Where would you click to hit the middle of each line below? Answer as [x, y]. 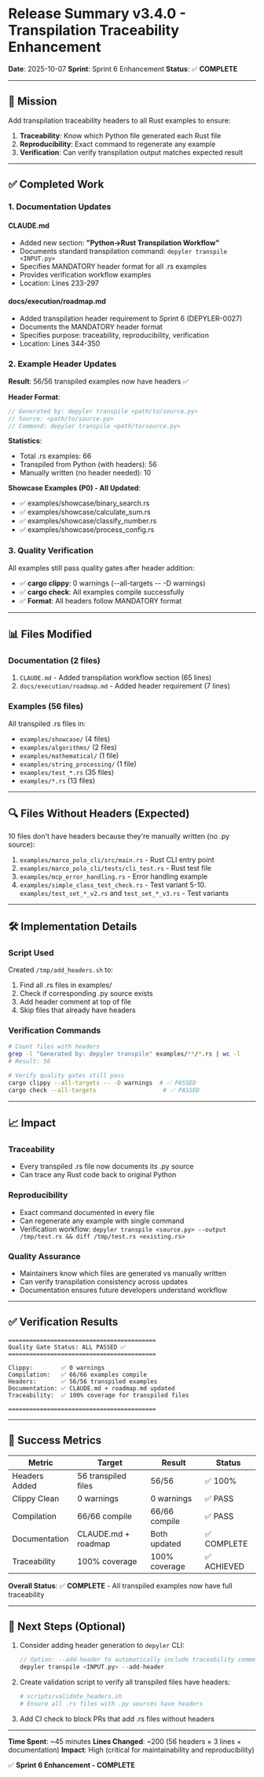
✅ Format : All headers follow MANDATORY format [101, 600]
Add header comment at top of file [75, 1002]
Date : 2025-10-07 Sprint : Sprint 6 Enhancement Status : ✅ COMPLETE [123, 68]
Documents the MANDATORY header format [91, 327]
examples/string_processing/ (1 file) [78, 764]
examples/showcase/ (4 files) [65, 739]
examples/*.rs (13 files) [57, 780]
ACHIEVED [225, 1566]
